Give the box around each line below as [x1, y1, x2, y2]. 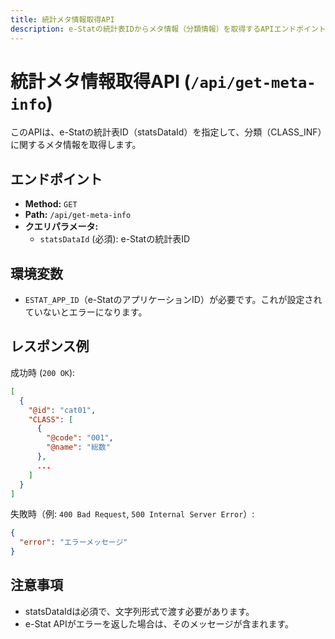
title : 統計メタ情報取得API [10, 14, 115, 25]
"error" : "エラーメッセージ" [19, 537, 128, 548]
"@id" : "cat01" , [28, 405, 97, 415]
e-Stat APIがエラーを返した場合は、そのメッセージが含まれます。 [24, 617, 295, 630]
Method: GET [24, 198, 78, 210]
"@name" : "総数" [46, 442, 111, 453]
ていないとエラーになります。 [24, 306, 148, 318]
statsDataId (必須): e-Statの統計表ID [39, 233, 191, 245]
